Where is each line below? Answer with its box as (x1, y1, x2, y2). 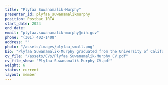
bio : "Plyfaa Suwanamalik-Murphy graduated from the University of (5, 49, 149, 54)
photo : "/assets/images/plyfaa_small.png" (5, 44, 95, 49)
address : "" (5, 40, 30, 45)
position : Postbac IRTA (5, 16, 55, 21)
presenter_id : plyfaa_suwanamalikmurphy (5, 12, 91, 17)
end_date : (5, 26, 26, 31)
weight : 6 (5, 63, 26, 68)
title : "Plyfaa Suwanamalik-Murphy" (5, 7, 81, 12)
